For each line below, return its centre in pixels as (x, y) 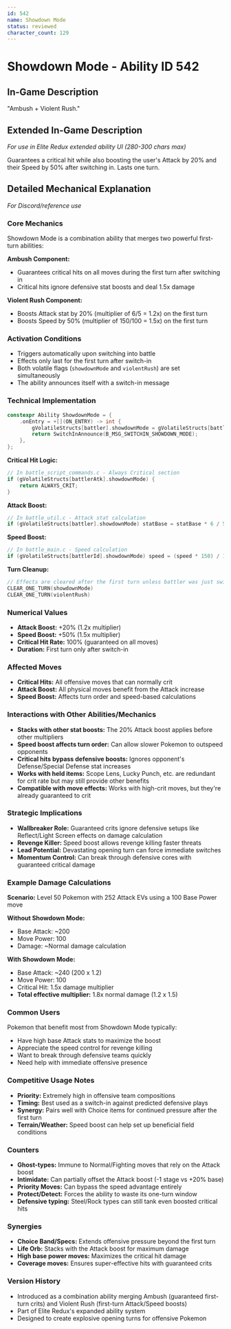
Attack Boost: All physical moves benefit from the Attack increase (111, 689)
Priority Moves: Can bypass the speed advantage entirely (99, 1187)
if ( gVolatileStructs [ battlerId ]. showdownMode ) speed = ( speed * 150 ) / (113, 557)
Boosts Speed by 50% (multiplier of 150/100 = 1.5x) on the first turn (112, 321)
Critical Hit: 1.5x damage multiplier (66, 987)
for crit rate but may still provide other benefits (83, 781)
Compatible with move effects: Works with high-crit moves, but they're (119, 788)
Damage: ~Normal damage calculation (71, 946)
